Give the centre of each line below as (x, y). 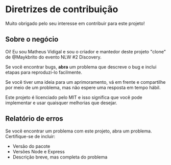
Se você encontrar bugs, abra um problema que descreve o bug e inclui (81, 67)
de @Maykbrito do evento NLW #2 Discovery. (53, 57)
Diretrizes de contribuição (62, 9)
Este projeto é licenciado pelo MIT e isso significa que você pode (74, 97)
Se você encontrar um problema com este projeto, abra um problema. (79, 131)
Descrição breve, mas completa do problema (60, 157)
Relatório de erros (34, 119)
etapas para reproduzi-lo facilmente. (44, 72)
